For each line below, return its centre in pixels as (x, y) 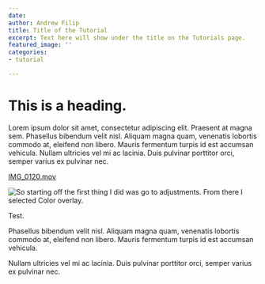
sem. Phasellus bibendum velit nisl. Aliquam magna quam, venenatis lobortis (132, 136)
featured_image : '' (40, 45)
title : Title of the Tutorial (58, 30)
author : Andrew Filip (44, 23)
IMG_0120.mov (32, 176)
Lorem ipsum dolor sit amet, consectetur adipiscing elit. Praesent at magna (131, 127)
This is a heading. (68, 106)
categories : (28, 52)
